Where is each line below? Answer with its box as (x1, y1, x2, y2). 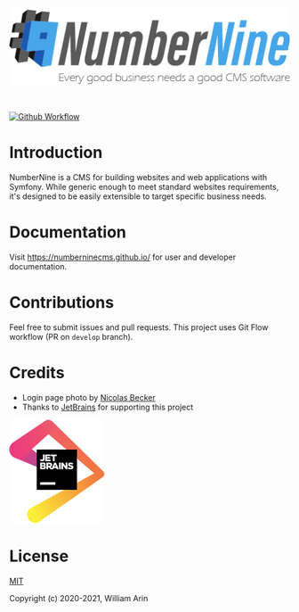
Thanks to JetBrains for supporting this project (21, 401, 194, 412)
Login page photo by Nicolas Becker (21, 392, 156, 402)
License (9, 546, 69, 566)
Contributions (9, 292, 114, 312)
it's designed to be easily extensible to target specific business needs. (9, 191, 267, 202)
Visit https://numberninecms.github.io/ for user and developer (9, 252, 237, 262)
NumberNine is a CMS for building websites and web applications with (9, 171, 268, 182)
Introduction (9, 143, 103, 162)
